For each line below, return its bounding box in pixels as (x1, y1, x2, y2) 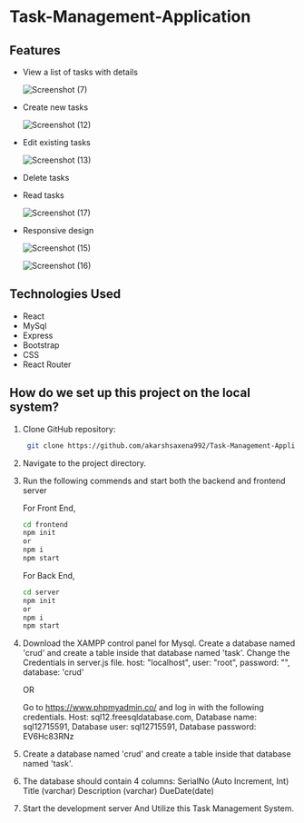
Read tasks (22, 190, 65, 201)
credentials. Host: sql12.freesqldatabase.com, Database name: (22, 711, 257, 723)
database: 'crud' (22, 667, 84, 678)
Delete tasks (22, 173, 70, 183)
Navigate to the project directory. (22, 457, 147, 469)
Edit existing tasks (22, 137, 91, 147)
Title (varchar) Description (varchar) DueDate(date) (22, 786, 215, 797)
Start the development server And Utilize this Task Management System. (22, 803, 295, 814)
